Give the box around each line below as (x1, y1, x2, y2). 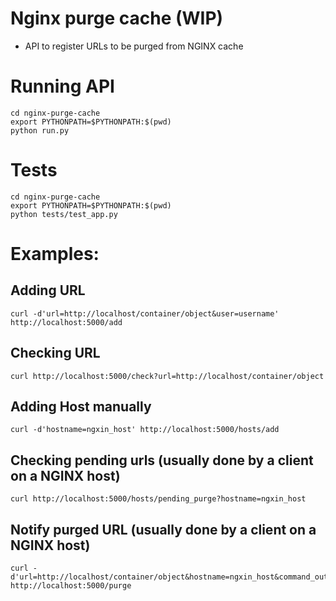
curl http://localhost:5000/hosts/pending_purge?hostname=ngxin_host (10, 494, 307, 504)
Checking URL (10, 345, 101, 362)
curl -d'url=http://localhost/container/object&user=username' (10, 308, 280, 319)
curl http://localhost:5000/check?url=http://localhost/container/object (10, 371, 325, 381)
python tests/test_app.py (10, 209, 118, 219)
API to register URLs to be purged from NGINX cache (24, 40, 244, 52)
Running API (10, 75, 115, 98)
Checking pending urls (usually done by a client (10, 452, 314, 469)
